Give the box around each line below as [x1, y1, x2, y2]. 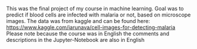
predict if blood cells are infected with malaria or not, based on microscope [6, 11, 191, 18]
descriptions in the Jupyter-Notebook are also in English [6, 37, 145, 43]
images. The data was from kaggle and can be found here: [6, 18, 150, 24]
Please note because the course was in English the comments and [6, 30, 170, 37]
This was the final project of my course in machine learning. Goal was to [6, 5, 184, 12]
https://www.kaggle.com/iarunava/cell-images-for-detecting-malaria [6, 24, 176, 31]
